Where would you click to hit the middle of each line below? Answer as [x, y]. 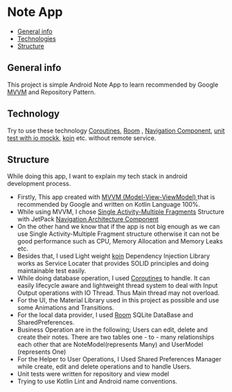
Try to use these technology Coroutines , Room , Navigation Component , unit [116, 130]
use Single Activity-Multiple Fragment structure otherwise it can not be [118, 234]
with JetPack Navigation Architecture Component [88, 219]
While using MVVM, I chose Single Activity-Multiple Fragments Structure [121, 212]
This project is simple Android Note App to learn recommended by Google [113, 85]
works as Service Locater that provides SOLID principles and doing [113, 264]
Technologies [37, 38]
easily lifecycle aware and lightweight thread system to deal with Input [117, 286]
